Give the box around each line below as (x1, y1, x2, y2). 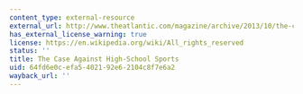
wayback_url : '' (9, 72, 70, 81)
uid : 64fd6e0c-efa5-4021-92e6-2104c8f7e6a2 (9, 64, 176, 73)
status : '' (9, 47, 50, 56)
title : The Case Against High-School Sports (9, 55, 179, 64)
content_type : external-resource (9, 13, 135, 22)
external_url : (9, 21, 63, 30)
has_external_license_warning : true (9, 30, 147, 38)
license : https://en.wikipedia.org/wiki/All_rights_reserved (9, 38, 244, 47)
